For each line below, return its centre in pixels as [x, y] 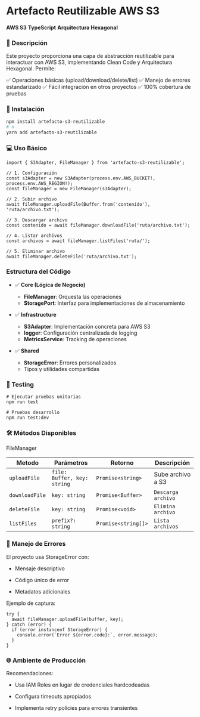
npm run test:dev [28, 418]
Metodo [28, 463]
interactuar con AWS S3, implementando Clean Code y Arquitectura [89, 62]
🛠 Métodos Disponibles [41, 432]
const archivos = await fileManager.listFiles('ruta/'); [78, 241]
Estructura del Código [39, 271]
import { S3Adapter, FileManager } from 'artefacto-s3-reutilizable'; [96, 163]
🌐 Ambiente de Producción [46, 660]
